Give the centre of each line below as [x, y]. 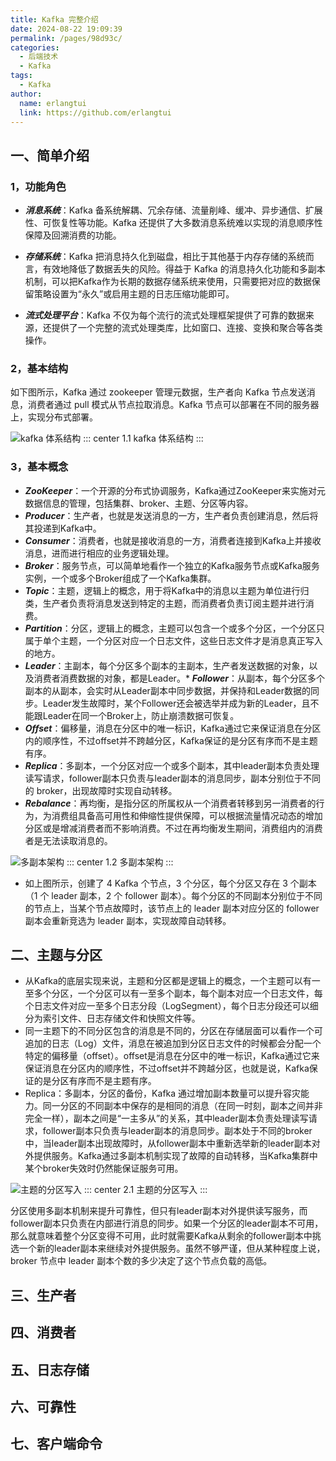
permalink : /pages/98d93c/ [66, 38]
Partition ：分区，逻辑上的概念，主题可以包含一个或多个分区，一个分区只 [174, 628]
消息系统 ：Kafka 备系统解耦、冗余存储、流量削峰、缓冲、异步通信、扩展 [173, 210]
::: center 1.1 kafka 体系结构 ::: [143, 438]
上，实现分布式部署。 [54, 417]
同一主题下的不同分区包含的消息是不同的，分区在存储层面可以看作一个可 [173, 1031]
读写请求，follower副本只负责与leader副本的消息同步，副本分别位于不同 [173, 778]
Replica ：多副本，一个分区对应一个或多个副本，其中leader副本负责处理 [172, 765]
